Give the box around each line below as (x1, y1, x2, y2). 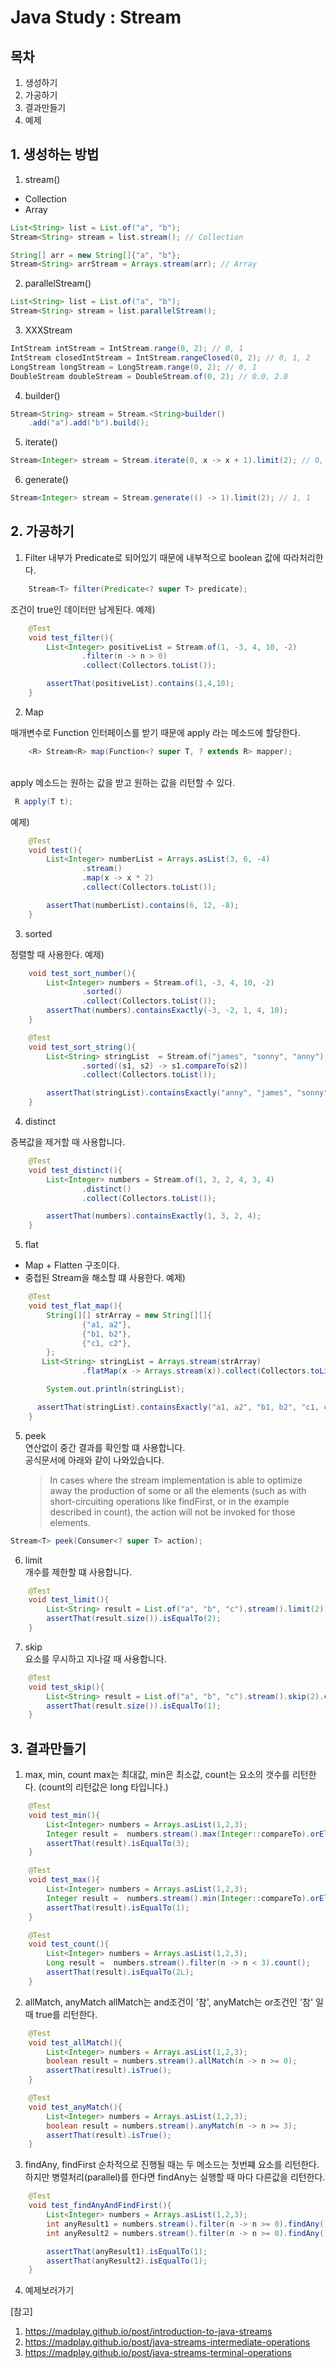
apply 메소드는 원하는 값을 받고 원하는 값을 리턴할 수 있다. (10, 776, 236, 788)
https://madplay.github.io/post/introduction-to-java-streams (24, 2326, 273, 2338)
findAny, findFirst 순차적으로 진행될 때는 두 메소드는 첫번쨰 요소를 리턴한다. (24, 2159, 320, 2171)
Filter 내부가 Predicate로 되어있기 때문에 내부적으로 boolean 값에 (24, 551, 282, 563)
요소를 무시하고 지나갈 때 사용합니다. (24, 1652, 167, 1665)
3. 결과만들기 (10, 1740, 87, 1757)
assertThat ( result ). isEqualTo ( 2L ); (46, 1967, 195, 1978)
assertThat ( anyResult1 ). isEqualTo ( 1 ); (46, 2246, 208, 2256)
